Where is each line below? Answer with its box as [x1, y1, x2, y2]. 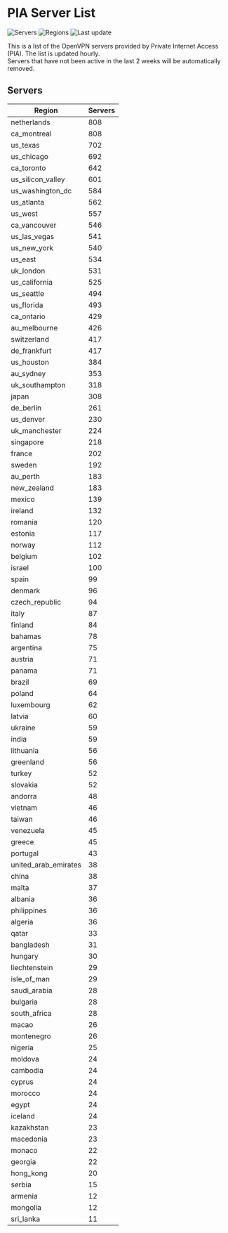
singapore [11, 437, 44, 447]
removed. [7, 64, 35, 72]
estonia [11, 529, 35, 538]
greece [11, 837, 34, 846]
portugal [11, 848, 39, 858]
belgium [11, 551, 38, 561]
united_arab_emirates [11, 860, 82, 870]
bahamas [11, 631, 41, 641]
